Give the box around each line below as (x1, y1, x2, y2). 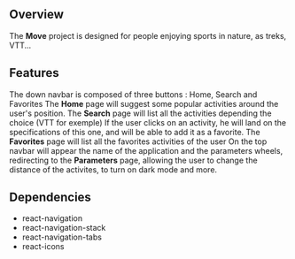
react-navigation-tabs (21, 232, 102, 242)
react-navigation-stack (21, 223, 106, 233)
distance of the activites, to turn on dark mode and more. (9, 164, 218, 175)
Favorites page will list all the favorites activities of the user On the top (9, 136, 268, 147)
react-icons (21, 241, 65, 252)
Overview (9, 7, 65, 22)
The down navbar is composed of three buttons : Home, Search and (9, 88, 258, 100)
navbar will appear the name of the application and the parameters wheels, (9, 145, 283, 156)
